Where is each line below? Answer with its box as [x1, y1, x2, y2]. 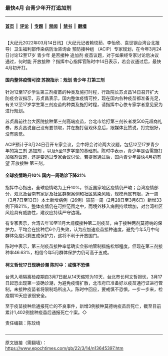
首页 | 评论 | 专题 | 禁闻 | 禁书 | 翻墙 [5, 23, 87, 29]
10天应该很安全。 [13, 293, 49, 299]
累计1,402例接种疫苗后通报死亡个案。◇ [5, 310, 87, 316]
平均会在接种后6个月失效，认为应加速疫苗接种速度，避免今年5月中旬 [18, 226, 159, 232]
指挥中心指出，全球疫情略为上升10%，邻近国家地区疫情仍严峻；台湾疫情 [5, 184, 154, 190]
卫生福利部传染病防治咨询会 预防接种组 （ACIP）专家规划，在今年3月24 [13, 46, 161, 52]
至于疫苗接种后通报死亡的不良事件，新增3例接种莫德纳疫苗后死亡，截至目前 [5, 303, 161, 309]
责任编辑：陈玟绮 [5, 320, 40, 326]
